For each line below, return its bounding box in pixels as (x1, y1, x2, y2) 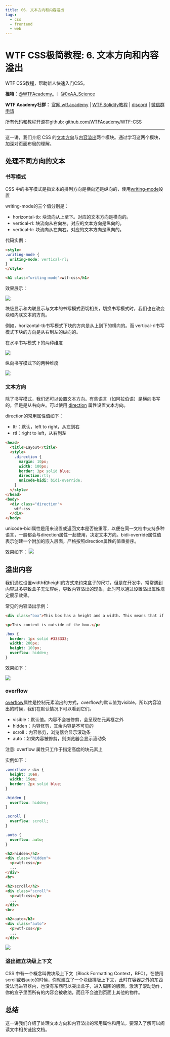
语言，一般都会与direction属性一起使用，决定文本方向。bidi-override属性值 (5, 532, 162, 538)
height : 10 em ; (10, 772, 39, 777)
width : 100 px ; (18, 463, 49, 469)
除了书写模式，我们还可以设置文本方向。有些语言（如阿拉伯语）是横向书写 (5, 396, 160, 402)
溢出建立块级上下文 (5, 958, 52, 965)
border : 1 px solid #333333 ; (10, 636, 69, 641)
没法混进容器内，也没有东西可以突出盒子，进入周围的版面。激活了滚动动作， (5, 983, 165, 989)
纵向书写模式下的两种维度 (5, 360, 59, 366)
